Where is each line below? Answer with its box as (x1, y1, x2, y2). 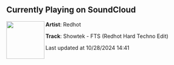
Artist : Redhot (45, 20, 82, 28)
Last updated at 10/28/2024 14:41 (45, 44, 130, 51)
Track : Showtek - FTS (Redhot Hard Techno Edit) (45, 32, 169, 40)
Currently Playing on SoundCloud (6, 5, 136, 15)
